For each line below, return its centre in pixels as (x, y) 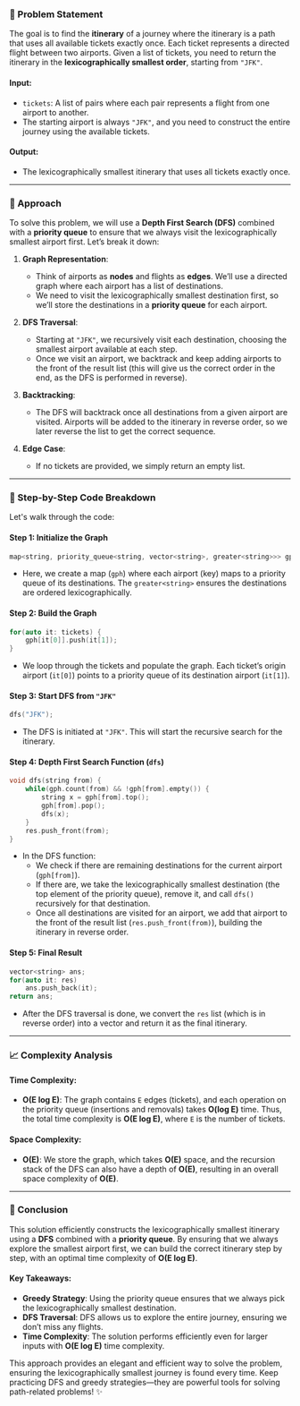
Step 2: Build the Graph (53, 613)
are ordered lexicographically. (77, 592)
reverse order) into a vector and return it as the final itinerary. (134, 1023)
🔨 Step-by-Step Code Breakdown (83, 498)
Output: (24, 152)
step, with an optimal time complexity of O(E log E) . (104, 1257)
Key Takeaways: (40, 1278)
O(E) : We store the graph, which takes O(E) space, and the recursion (149, 1159)
